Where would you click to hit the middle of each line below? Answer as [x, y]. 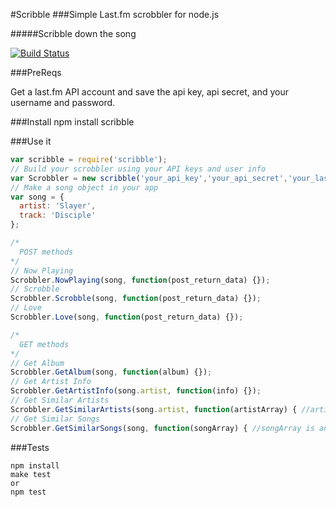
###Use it [31, 141]
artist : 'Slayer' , [58, 206]
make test [31, 474]
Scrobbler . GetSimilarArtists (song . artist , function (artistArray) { [154, 409]
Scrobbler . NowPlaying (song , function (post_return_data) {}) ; [140, 280]
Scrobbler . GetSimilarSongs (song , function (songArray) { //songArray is [162, 428]
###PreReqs [36, 72]
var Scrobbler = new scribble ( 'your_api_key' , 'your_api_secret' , [149, 178]
